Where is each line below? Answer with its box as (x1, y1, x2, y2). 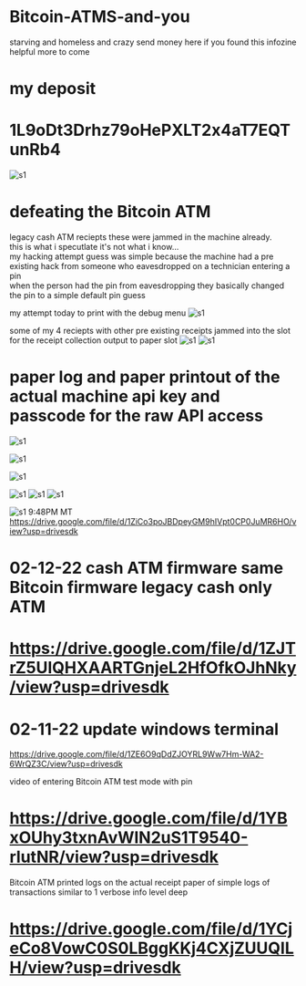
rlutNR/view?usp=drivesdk (9, 846, 219, 867)
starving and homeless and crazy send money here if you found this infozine (9, 36, 297, 47)
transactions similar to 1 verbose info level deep (9, 887, 189, 898)
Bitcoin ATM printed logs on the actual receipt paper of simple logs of (9, 877, 270, 888)
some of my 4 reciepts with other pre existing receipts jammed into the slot (9, 326, 291, 336)
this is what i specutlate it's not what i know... (9, 242, 179, 252)
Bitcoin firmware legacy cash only (9, 577, 273, 598)
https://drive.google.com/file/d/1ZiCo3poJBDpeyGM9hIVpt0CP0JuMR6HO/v (9, 515, 297, 526)
